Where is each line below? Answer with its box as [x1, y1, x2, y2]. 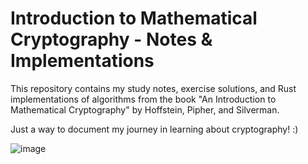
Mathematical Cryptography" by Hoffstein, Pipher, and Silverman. [10, 103, 280, 116]
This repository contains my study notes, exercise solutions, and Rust [10, 82, 297, 94]
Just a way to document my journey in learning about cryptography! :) [10, 123, 299, 135]
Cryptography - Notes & [10, 28, 213, 51]
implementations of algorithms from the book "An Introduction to [10, 93, 277, 105]
